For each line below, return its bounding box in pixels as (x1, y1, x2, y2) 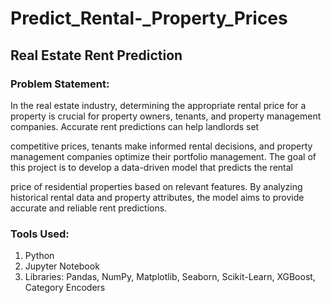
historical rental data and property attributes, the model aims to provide (10, 191, 305, 203)
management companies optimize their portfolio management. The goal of (10, 150, 317, 162)
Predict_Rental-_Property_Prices (10, 7, 288, 30)
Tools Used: (10, 227, 70, 241)
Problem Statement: (10, 77, 110, 91)
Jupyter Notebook (24, 260, 100, 272)
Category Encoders (24, 282, 106, 294)
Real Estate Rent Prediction (10, 47, 183, 64)
